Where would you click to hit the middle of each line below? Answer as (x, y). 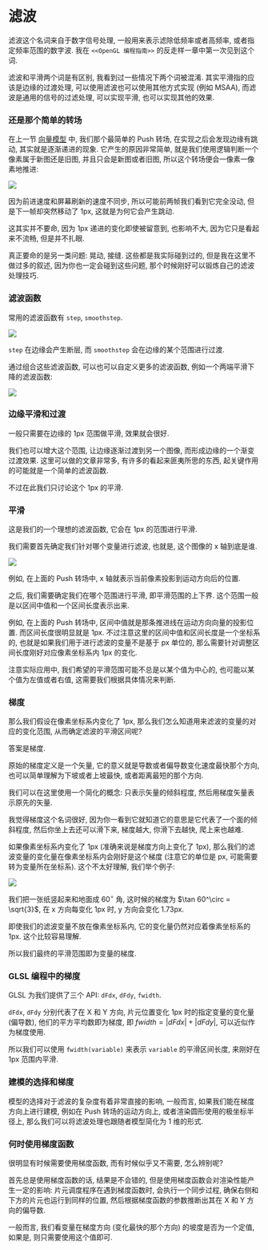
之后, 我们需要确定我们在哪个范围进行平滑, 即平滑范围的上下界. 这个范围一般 (133, 595)
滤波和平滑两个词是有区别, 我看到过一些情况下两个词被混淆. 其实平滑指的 (128, 77)
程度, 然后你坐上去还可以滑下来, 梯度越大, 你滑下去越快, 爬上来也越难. (129, 830)
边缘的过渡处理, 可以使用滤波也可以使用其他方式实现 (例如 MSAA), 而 (136, 87)
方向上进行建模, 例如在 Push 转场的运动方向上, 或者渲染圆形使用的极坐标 (128, 1111)
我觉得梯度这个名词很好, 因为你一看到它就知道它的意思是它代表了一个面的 (129, 820)
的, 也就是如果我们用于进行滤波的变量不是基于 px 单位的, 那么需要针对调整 (130, 643)
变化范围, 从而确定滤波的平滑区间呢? (82, 732)
